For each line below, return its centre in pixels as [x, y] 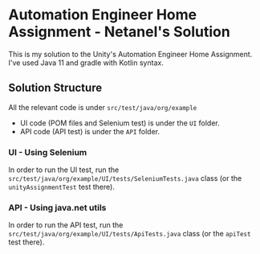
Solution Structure [55, 88]
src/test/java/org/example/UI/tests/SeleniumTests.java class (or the [125, 178]
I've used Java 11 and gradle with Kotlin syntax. [86, 63]
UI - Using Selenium [48, 152]
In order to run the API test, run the [66, 225]
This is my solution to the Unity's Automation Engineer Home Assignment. [130, 54]
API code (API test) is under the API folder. [90, 131]
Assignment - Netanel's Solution [119, 32]
